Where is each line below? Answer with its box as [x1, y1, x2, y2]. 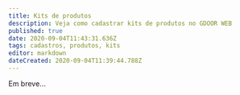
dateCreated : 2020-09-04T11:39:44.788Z [8, 57, 143, 65]
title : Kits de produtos [8, 11, 92, 20]
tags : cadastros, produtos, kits [8, 42, 121, 50]
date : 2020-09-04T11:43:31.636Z [8, 34, 117, 43]
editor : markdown [8, 49, 67, 57]
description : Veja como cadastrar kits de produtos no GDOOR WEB [8, 19, 232, 27]
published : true [8, 27, 63, 35]
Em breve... [8, 78, 46, 89]
